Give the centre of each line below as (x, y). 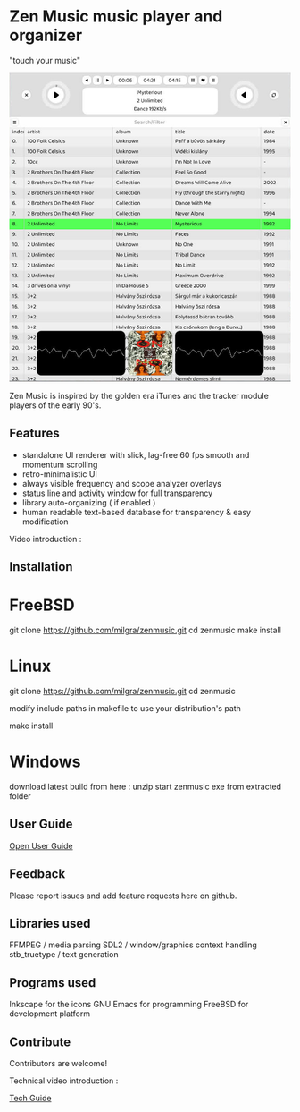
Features (34, 433)
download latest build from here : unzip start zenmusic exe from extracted (146, 786)
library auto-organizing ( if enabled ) (89, 502)
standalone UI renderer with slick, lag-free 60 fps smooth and (136, 454)
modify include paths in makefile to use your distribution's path (125, 708)
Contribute (40, 1042)
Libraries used (50, 923)
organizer (46, 35)
